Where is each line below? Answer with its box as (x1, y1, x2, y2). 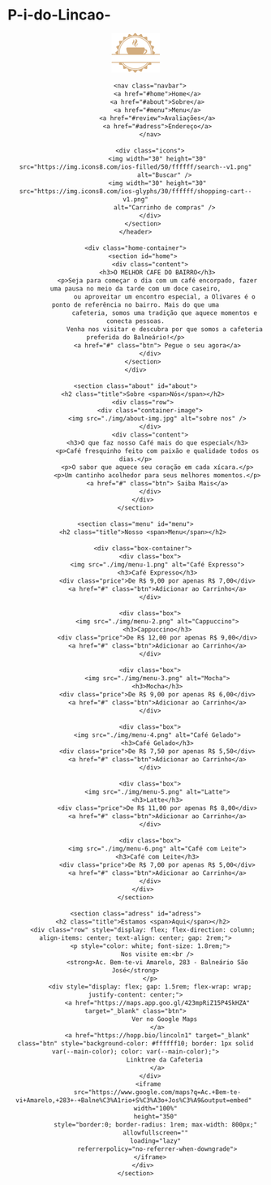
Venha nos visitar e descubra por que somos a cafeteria (66, 325, 263, 334)
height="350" (133, 1112, 178, 1121)
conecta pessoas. (105, 317, 166, 325)
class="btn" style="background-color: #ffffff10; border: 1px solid (17, 1039, 254, 1048)
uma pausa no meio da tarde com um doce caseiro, (49, 284, 222, 293)
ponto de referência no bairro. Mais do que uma (51, 300, 220, 309)
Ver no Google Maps (131, 1015, 198, 1023)
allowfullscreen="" (122, 1128, 188, 1137)
